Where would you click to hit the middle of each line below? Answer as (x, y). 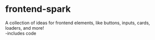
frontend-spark (38, 9)
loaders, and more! (24, 28)
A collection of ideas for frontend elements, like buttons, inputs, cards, (77, 23)
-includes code (21, 33)
